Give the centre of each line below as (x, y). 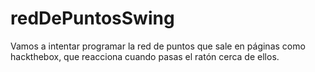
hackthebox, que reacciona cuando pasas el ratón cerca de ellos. (145, 56)
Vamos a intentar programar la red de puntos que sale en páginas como (158, 46)
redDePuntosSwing (92, 18)
